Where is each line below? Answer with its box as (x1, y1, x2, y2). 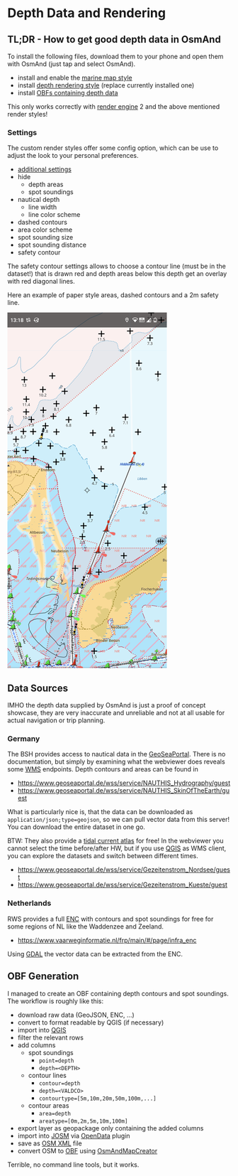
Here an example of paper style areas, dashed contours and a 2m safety (7, 291, 219, 299)
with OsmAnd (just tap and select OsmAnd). (7, 60, 136, 68)
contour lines (28, 1071, 67, 1079)
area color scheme (17, 225, 73, 234)
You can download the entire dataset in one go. (7, 823, 145, 831)
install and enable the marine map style (17, 73, 132, 82)
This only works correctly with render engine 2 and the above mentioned (7, 102, 220, 111)
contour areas (28, 1101, 69, 1110)
